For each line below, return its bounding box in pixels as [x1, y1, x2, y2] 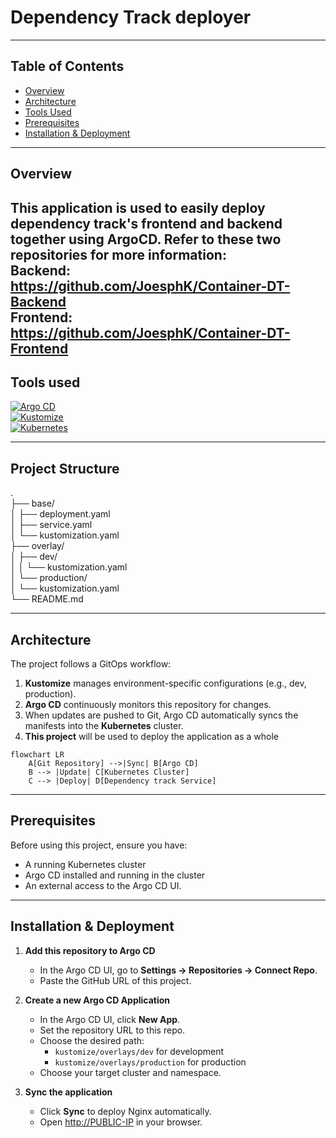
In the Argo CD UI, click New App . [39, 1013, 181, 1025]
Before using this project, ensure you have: [10, 839, 188, 851]
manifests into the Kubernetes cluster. [24, 719, 184, 731]
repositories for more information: [10, 246, 227, 263]
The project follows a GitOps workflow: [10, 657, 172, 670]
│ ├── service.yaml [10, 519, 93, 531]
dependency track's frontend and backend [10, 215, 283, 232]
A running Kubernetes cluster [24, 858, 147, 870]
